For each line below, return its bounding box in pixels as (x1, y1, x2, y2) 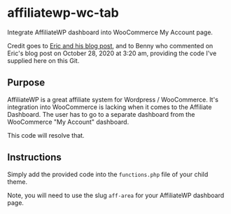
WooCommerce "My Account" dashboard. (7, 117, 129, 126)
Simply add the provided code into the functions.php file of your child (7, 170, 209, 178)
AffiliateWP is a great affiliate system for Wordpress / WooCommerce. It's (7, 95, 219, 104)
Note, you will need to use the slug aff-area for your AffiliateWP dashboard (7, 191, 225, 199)
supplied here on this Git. (7, 56, 80, 64)
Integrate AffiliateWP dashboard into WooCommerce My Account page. (7, 28, 213, 36)
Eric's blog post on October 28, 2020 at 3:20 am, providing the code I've (7, 49, 217, 57)
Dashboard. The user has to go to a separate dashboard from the (7, 110, 195, 118)
